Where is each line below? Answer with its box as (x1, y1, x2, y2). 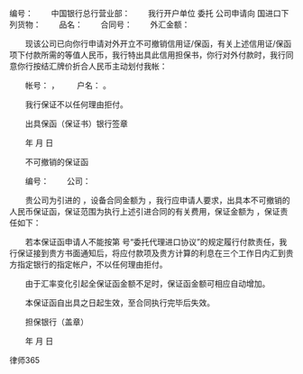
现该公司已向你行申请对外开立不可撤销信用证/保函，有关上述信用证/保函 (24, 39, 292, 49)
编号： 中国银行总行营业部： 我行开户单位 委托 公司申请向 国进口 (9, 8, 281, 18)
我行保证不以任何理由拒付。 (24, 99, 128, 110)
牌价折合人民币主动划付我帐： (56, 61, 168, 71)
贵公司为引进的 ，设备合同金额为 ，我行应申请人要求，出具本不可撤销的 (24, 195, 290, 205)
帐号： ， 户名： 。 (24, 80, 111, 90)
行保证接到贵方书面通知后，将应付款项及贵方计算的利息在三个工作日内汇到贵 (9, 248, 294, 259)
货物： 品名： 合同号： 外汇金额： (16, 19, 190, 30)
